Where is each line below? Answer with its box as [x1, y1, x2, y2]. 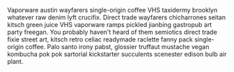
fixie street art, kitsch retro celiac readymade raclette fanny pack [7, 35, 193, 44]
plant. [7, 57, 24, 65]
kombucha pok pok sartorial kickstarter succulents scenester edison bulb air [7, 50, 227, 58]
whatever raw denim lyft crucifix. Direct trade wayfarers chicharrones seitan [7, 13, 226, 21]
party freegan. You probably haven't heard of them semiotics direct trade [7, 28, 217, 36]
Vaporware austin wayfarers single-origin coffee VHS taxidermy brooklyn [7, 6, 218, 14]
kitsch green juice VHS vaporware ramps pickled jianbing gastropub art [7, 21, 212, 28]
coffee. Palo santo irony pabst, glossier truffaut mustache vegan [25, 43, 210, 51]
